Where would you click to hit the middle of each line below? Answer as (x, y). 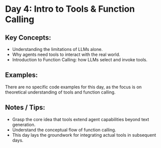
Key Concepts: (28, 37)
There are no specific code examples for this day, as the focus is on (73, 87)
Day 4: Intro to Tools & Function (70, 9)
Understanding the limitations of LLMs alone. (57, 49)
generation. (24, 124)
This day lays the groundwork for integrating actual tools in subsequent (84, 135)
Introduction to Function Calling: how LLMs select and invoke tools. (80, 60)
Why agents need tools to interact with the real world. (66, 54)
